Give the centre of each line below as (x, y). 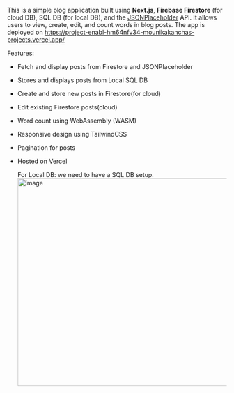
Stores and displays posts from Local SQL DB (83, 80)
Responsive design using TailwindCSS (72, 134)
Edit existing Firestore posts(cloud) (67, 107)
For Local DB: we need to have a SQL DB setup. (86, 175)
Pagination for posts (46, 148)
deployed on (25, 32)
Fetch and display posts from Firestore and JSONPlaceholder (105, 67)
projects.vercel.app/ (36, 40)
